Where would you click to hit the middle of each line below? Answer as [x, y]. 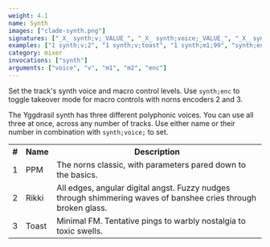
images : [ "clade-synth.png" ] [57, 30]
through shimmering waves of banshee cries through [157, 197]
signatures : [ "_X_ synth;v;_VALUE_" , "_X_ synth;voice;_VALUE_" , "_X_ [129, 38]
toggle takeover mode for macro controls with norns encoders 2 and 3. [126, 99]
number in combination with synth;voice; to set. [88, 132]
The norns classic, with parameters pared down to [151, 164]
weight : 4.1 [28, 16]
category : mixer [35, 53]
